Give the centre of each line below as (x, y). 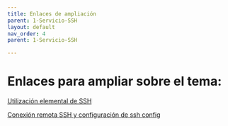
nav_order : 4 (27, 34)
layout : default (31, 27)
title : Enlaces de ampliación (52, 14)
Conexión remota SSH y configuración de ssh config (84, 115)
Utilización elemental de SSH (50, 101)
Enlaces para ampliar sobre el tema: (115, 81)
